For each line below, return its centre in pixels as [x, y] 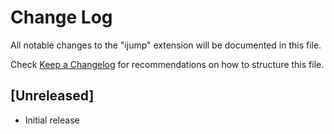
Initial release [52, 120]
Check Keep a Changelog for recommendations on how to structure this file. [167, 64]
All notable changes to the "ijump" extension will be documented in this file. [166, 45]
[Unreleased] [52, 96]
